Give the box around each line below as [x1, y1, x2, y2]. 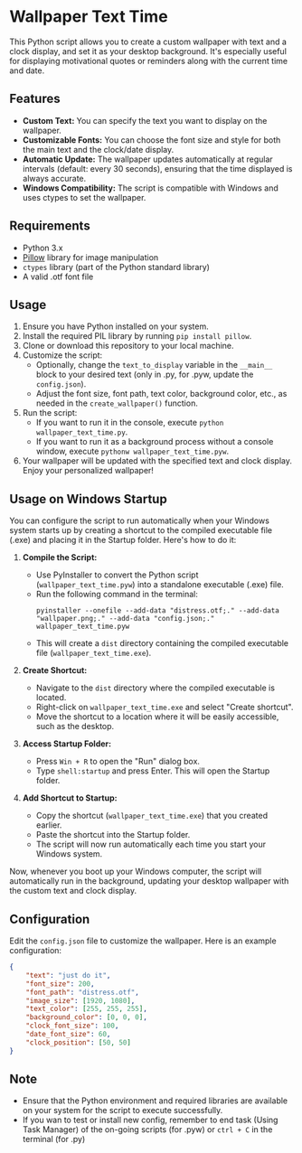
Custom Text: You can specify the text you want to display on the [22, 115, 268, 126]
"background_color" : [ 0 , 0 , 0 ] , [25, 1013, 147, 1022]
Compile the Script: [22, 552, 98, 563]
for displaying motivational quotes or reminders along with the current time [9, 55, 288, 66]
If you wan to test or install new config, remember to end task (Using [22, 1114, 278, 1126]
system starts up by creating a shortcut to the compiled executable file [9, 525, 273, 536]
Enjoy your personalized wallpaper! [22, 465, 154, 476]
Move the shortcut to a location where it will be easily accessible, [35, 711, 279, 722]
